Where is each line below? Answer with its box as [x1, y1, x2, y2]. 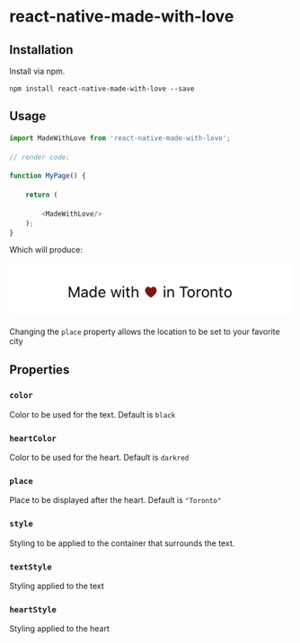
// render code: [9, 153, 70, 162]
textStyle [9, 561, 52, 572]
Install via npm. [9, 66, 66, 76]
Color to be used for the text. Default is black [9, 409, 176, 419]
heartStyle [9, 604, 57, 614]
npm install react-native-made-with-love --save [9, 84, 195, 93]
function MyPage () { [9, 172, 87, 181]
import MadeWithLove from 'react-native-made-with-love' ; [9, 133, 231, 143]
